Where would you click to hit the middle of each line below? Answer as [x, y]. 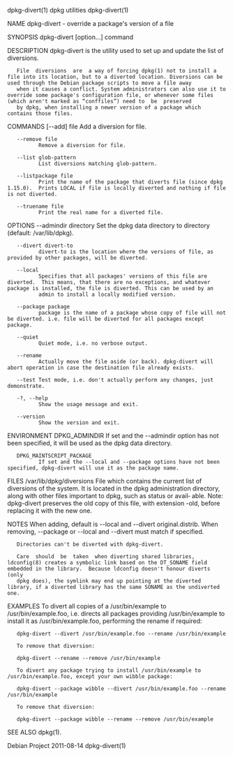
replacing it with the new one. [50, 511]
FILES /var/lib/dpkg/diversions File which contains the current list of [105, 481]
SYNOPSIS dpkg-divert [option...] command [70, 37]
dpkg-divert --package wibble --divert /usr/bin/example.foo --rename [121, 689]
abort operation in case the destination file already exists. [101, 368]
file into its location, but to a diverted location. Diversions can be [115, 77]
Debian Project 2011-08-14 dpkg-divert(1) [67, 745]
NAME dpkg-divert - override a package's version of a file [91, 23]
